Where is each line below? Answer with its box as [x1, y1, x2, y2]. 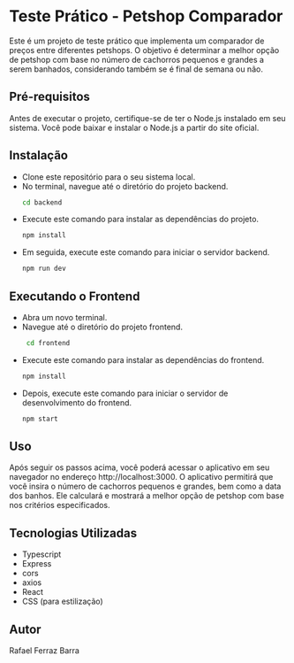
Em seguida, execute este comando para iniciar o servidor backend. [21, 247, 270, 258]
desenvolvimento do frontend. [21, 397, 132, 408]
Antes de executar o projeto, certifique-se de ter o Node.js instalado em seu [9, 112, 286, 123]
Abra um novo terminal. [21, 312, 108, 322]
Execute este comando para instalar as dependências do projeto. [21, 214, 259, 225]
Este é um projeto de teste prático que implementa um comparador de [9, 35, 265, 46]
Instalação [9, 148, 69, 163]
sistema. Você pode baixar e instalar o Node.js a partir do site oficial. [9, 122, 260, 133]
